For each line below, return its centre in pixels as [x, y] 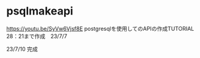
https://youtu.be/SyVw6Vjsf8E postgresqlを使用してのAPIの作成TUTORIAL [100, 28]
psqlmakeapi [40, 11]
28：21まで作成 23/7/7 [37, 36]
